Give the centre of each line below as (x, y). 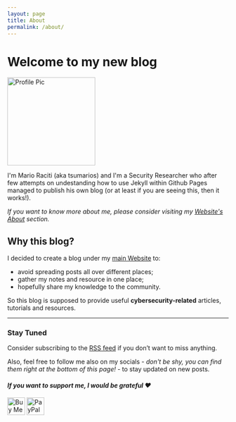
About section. (28, 219)
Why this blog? (41, 241)
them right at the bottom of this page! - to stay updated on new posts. (109, 369)
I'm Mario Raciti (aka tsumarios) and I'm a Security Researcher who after (112, 175)
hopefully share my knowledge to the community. (89, 287)
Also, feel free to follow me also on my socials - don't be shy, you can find (114, 362)
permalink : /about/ (36, 27)
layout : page (26, 14)
